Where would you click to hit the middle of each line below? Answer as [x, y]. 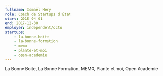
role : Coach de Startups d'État [38, 14]
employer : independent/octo [34, 28]
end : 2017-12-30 [22, 23]
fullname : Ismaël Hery [28, 9]
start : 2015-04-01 [24, 19]
